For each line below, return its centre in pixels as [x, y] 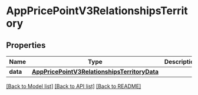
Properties [26, 45]
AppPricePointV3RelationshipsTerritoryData [95, 72]
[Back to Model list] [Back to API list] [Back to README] [74, 86]
